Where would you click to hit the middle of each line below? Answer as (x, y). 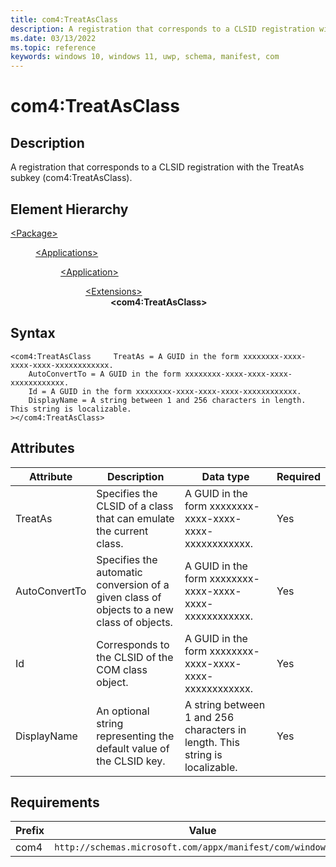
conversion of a (133, 584)
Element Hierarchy (69, 209)
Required (298, 476)
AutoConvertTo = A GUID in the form (105, 374)
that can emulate (135, 518)
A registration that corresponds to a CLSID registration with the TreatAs (157, 167)
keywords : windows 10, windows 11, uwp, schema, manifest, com (145, 57)
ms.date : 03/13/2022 (53, 38)
